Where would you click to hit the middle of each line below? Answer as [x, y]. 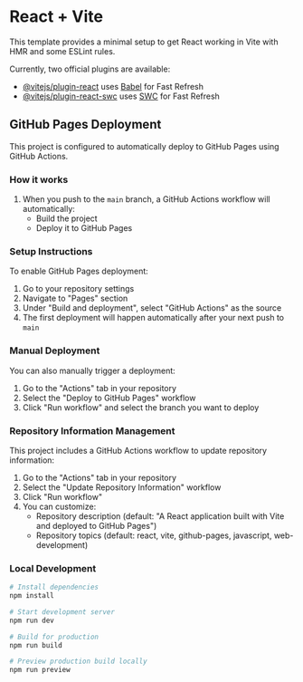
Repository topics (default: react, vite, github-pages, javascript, [154, 535]
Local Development [53, 568]
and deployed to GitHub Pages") [96, 525]
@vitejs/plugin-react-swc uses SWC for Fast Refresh [121, 96]
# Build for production [54, 637]
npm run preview [40, 670]
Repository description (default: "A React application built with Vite [160, 516]
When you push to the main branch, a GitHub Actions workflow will [146, 199]
